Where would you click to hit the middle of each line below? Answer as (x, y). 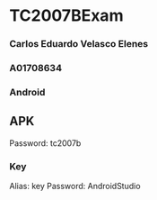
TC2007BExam (66, 16)
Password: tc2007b (45, 143)
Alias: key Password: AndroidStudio (75, 186)
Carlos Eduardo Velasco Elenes (79, 44)
